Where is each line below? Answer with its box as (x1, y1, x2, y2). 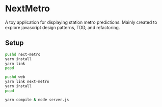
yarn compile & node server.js (5, 97, 69, 102)
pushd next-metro (5, 52, 41, 57)
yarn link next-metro (5, 79, 50, 84)
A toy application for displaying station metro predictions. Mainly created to (5, 19, 157, 25)
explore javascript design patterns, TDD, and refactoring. (5, 24, 120, 30)
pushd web (5, 74, 26, 79)
